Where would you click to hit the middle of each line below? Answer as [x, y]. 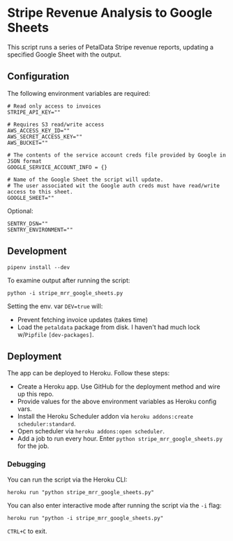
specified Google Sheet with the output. [65, 55]
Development [37, 251]
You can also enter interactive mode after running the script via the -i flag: [114, 505]
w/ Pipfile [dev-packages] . [55, 334]
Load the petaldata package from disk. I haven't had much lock [108, 327]
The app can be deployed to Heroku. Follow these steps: [88, 373]
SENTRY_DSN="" [28, 224]
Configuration [38, 77]
